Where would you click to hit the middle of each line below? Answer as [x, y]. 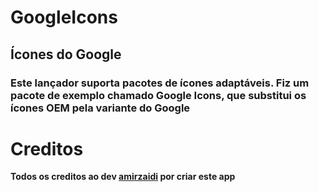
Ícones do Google [66, 54]
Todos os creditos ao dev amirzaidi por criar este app [123, 177]
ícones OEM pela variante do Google [100, 108]
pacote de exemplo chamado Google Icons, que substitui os [158, 95]
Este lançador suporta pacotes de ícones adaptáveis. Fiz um [160, 83]
